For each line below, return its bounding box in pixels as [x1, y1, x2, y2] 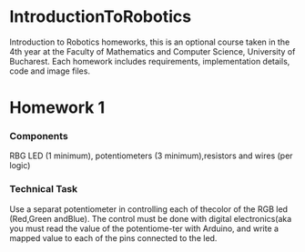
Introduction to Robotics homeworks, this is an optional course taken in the [9, 36, 290, 47]
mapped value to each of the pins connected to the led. [9, 232, 218, 243]
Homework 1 [9, 97, 106, 118]
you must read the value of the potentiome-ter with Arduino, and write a [9, 223, 280, 234]
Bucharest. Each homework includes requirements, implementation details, [9, 55, 290, 66]
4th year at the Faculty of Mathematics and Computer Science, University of [9, 45, 296, 56]
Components [9, 130, 68, 143]
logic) [9, 160, 31, 171]
